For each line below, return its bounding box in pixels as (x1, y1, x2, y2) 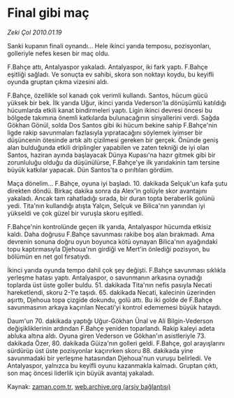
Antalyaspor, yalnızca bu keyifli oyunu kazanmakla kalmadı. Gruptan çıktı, (7, 361, 219, 369)
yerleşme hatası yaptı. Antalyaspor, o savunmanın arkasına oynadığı (7, 273, 203, 282)
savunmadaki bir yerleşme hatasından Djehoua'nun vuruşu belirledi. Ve (7, 354, 212, 362)
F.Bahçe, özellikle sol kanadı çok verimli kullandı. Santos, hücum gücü (7, 91, 208, 99)
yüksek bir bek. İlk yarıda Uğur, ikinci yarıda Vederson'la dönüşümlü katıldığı (7, 98, 227, 107)
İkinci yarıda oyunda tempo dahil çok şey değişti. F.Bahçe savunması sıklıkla (7, 266, 226, 274)
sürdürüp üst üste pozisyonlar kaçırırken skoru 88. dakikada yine (7, 346, 193, 355)
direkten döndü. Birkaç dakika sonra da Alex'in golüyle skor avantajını (7, 186, 207, 195)
